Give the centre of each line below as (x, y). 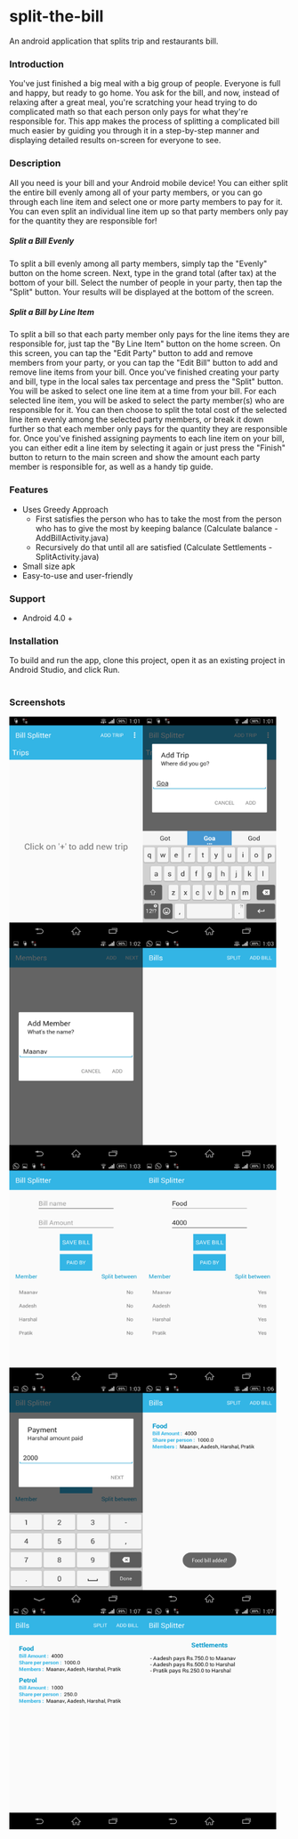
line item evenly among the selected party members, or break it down (137, 419)
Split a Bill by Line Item (52, 312)
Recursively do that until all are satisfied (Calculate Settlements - (154, 547)
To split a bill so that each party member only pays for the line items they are (149, 335)
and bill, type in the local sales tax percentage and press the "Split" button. (146, 382)
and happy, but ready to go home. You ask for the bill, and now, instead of (145, 93)
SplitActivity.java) (67, 556)
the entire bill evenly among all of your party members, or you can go (136, 192)
